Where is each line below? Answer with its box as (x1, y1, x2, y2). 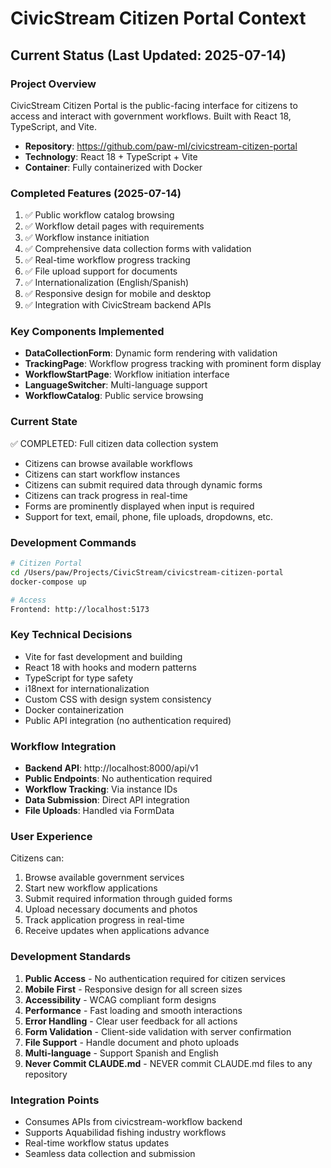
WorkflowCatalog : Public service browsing (24, 390, 204, 402)
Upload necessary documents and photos (24, 903, 198, 916)
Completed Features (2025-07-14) (10, 186, 182, 200)
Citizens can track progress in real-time (24, 489, 188, 501)
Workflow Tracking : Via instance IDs (24, 783, 178, 796)
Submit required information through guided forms (24, 893, 233, 905)
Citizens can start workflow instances (24, 468, 181, 480)
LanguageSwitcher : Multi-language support (24, 379, 208, 391)
